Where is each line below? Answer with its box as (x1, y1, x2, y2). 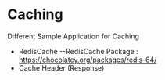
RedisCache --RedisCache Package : (18, 46, 138, 56)
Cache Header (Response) (18, 63, 105, 72)
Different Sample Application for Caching (7, 31, 140, 41)
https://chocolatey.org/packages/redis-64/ (18, 55, 157, 64)
